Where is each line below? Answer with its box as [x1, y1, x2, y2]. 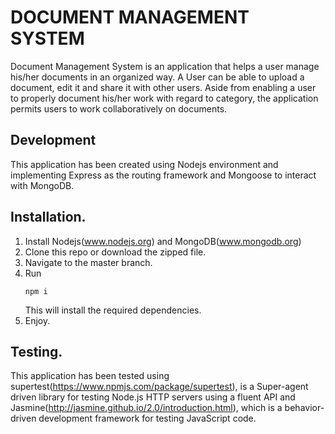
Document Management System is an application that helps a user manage [10, 60, 320, 72]
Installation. [10, 209, 87, 226]
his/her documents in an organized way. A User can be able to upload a [10, 71, 305, 83]
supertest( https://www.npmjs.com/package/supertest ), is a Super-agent [10, 381, 309, 393]
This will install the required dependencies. [24, 304, 202, 316]
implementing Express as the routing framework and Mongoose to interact [10, 169, 317, 181]
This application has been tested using [10, 370, 170, 382]
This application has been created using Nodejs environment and [10, 158, 279, 170]
